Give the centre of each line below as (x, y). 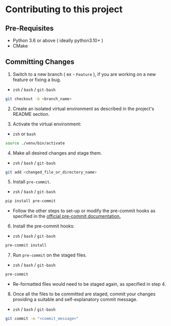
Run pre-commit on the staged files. (50, 255)
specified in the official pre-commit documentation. (67, 216)
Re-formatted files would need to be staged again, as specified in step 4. (89, 284)
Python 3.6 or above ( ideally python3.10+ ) (58, 40)
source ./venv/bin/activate (35, 143)
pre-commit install (26, 245)
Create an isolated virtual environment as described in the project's (83, 109)
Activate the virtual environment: (47, 124)
